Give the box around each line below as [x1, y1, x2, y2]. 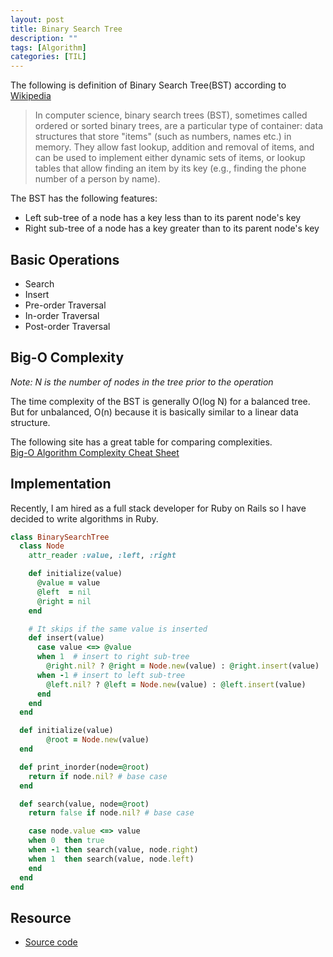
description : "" [10, 33, 78, 43]
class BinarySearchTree [10, 532, 110, 542]
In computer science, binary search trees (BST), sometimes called [34, 109, 308, 121]
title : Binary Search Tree [10, 24, 123, 34]
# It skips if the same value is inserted [28, 624, 208, 634]
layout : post [10, 14, 65, 25]
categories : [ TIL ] [10, 52, 87, 62]
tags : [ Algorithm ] [10, 42, 87, 53]
